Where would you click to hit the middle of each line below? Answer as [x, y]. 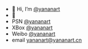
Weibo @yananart [33, 34]
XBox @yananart [32, 27]
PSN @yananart [31, 21]
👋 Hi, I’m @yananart [36, 9]
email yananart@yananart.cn [47, 40]
